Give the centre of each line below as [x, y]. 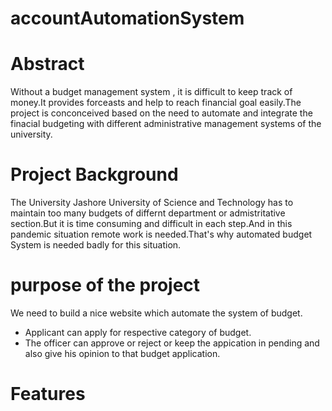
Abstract [47, 64]
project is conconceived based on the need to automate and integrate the [161, 113]
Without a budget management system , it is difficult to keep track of [151, 92]
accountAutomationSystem [127, 18]
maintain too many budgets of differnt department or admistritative [148, 213]
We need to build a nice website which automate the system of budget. [156, 313]
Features [48, 394]
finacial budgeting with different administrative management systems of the [166, 124]
